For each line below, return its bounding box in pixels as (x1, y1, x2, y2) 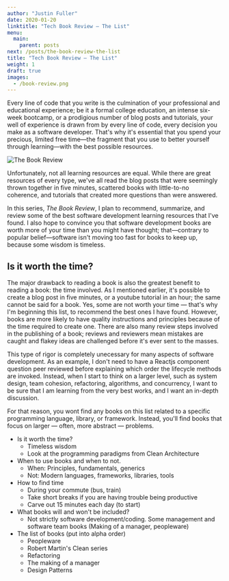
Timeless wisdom (27, 443, 77, 451)
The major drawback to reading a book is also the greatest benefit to (7, 279, 200, 287)
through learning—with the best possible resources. (7, 143, 154, 151)
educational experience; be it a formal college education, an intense (7, 106, 198, 114)
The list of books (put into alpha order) (16, 530, 126, 538)
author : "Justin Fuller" (7, 10, 78, 17)
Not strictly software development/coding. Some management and (27, 515, 215, 523)
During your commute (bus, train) (27, 486, 122, 494)
